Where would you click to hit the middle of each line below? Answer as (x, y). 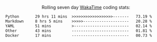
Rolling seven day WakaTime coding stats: (86, 7)
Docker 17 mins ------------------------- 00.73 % (79, 35)
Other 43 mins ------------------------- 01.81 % (79, 31)
